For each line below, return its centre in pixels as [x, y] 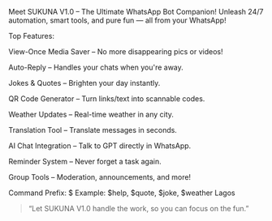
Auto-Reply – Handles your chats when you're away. [96, 67]
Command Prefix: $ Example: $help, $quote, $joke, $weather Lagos [122, 193]
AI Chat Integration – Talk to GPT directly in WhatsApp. [100, 146]
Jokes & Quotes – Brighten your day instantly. [84, 83]
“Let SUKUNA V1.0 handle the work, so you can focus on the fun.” [138, 208]
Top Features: [32, 36]
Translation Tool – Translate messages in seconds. [93, 130]
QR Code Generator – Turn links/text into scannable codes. [107, 99]
